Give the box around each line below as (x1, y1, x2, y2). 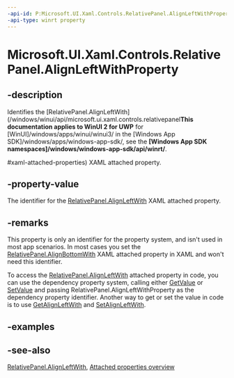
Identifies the (7, 107, 45, 116)
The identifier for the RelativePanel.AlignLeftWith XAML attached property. (7, 196, 221, 205)
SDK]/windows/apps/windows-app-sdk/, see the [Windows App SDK (7, 137, 208, 145)
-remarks (7, 216, 49, 228)
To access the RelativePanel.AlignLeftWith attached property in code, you (7, 271, 219, 279)
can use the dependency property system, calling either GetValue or (7, 278, 203, 287)
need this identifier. (7, 258, 63, 266)
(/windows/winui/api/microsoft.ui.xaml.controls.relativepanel (7, 115, 181, 123)
